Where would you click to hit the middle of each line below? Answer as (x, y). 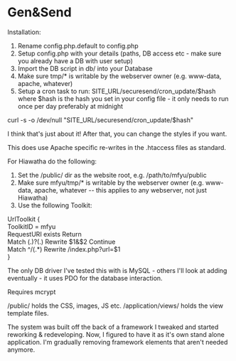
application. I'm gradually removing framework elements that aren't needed (118, 342)
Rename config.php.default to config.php (78, 45)
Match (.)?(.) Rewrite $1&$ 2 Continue (61, 242)
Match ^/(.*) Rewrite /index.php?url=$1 (64, 249)
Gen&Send (40, 12)
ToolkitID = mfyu (32, 226)
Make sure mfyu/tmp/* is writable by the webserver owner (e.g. (111, 183)
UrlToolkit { (24, 219)
